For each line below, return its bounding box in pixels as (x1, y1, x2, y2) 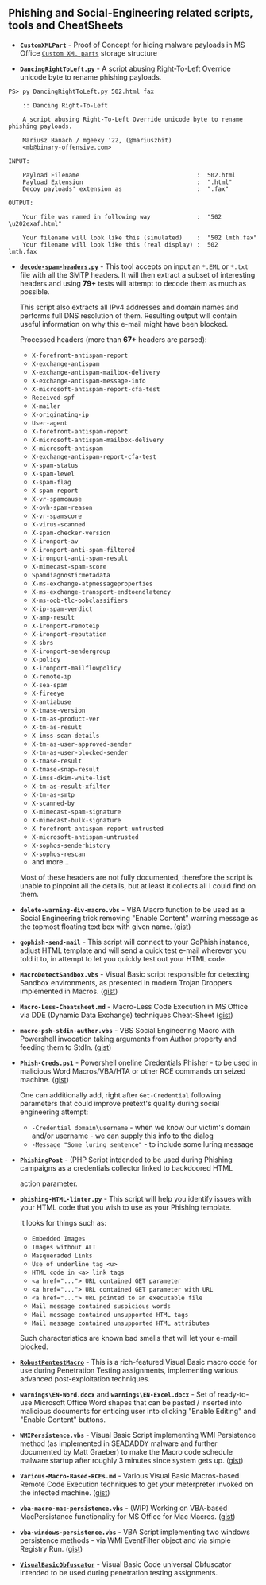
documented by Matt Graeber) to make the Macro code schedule (19, 1447, 233, 1456)
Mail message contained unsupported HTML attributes (31, 1319, 210, 1327)
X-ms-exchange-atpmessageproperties (31, 580, 153, 588)
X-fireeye (31, 690, 65, 697)
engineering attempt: (19, 1107, 89, 1117)
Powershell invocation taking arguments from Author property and (19, 1034, 237, 1043)
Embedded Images (31, 1234, 86, 1243)
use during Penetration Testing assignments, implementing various (19, 1366, 239, 1375)
